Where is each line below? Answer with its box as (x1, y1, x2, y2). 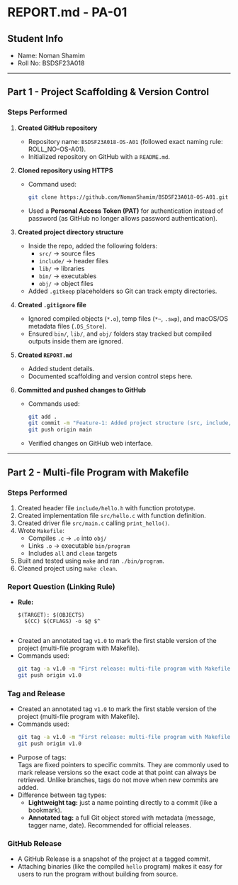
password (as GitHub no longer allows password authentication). (28, 214, 217, 222)
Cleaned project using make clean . (17, 564, 118, 572)
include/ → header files (38, 256, 108, 265)
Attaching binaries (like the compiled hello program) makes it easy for (17, 862, 223, 871)
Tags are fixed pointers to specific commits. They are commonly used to (17, 760, 229, 769)
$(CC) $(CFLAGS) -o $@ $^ (24, 618, 101, 625)
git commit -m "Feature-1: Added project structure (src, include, (28, 419, 232, 427)
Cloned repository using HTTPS (17, 166, 113, 175)
